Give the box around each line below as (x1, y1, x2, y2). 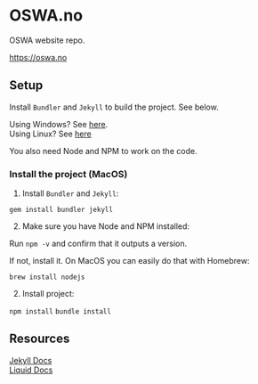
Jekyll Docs (9, 355, 52, 365)
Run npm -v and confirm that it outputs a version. (9, 238, 188, 249)
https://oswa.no (9, 52, 68, 62)
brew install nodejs (9, 273, 86, 282)
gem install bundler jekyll (9, 206, 114, 215)
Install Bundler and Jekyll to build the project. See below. (9, 102, 220, 112)
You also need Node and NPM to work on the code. (9, 145, 198, 156)
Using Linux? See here (9, 128, 92, 139)
